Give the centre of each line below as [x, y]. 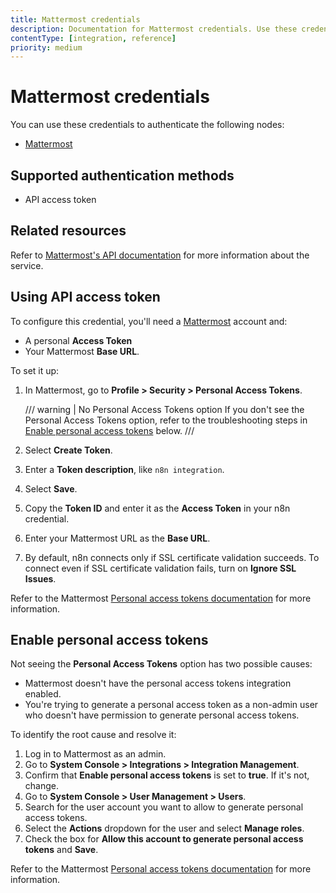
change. [41, 786]
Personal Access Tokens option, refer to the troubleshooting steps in [166, 420]
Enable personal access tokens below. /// [109, 430]
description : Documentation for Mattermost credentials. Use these [154, 29]
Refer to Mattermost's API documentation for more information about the [160, 255]
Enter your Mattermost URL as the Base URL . [117, 538]
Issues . [40, 578]
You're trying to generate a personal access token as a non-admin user [171, 705]
